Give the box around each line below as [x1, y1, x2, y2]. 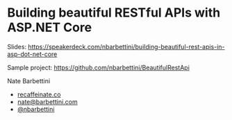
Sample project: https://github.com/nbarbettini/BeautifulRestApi [7, 63, 190, 71]
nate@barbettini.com [17, 97, 78, 105]
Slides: [7, 42, 26, 51]
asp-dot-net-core [7, 50, 58, 58]
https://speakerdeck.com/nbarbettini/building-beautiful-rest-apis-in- [27, 42, 225, 51]
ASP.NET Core [7, 19, 92, 35]
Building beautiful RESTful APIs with [7, 5, 221, 21]
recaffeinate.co [17, 90, 61, 98]
